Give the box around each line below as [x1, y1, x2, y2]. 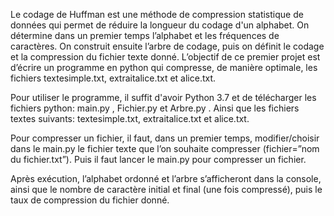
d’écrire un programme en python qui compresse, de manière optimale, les [10, 62, 318, 73]
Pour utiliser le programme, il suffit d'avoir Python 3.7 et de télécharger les [10, 92, 317, 103]
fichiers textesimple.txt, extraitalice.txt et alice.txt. [10, 72, 217, 84]
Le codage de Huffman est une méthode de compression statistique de [10, 9, 304, 20]
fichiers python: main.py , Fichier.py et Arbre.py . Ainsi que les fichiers [10, 102, 300, 114]
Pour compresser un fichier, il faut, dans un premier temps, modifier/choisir [10, 132, 320, 144]
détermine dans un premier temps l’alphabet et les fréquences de [10, 30, 280, 41]
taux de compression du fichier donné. [10, 194, 170, 206]
